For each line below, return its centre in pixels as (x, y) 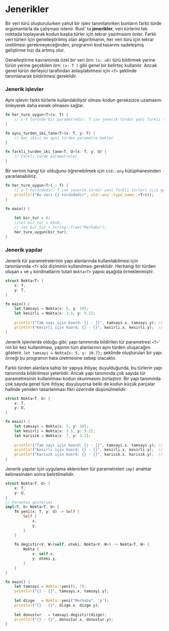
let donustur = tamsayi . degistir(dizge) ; (61, 615)
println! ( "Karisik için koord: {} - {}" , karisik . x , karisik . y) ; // (89, 455)
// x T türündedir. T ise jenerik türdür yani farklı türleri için (86, 190)
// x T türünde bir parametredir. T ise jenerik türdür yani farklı (88, 120)
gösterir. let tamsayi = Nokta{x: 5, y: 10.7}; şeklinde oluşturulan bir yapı (83, 353)
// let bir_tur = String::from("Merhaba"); (61, 228)
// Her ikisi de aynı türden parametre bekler (64, 138)
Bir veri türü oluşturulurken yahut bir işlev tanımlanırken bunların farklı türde (83, 23)
